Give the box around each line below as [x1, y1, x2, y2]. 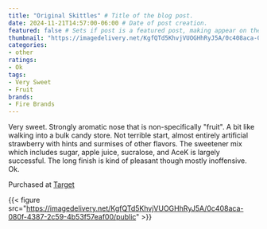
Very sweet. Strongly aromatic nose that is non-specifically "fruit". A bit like [8, 122, 255, 132]
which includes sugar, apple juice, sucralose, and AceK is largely [8, 148, 220, 157]
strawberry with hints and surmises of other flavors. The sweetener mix [8, 139, 242, 149]
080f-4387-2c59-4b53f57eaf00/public [8, 212, 137, 222]
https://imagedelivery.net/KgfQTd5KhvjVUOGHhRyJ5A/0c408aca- [26, 204, 244, 213]
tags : [8, 71, 26, 79]
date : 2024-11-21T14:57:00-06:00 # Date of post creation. [8, 19, 208, 27]
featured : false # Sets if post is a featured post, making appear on [8, 26, 247, 34]
